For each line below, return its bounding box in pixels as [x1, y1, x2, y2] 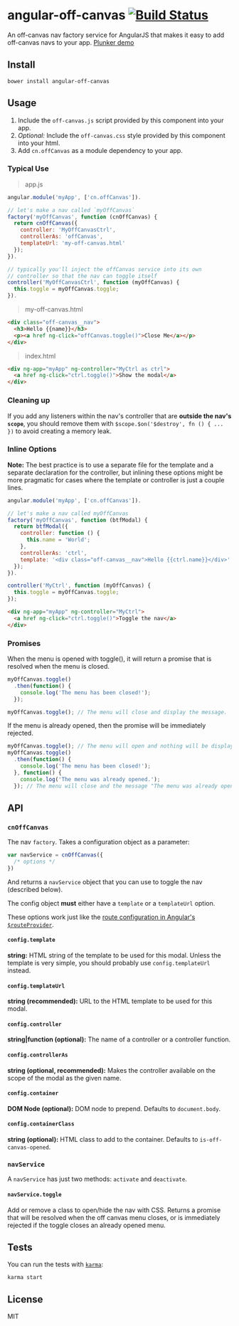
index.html [24, 351, 56, 360]
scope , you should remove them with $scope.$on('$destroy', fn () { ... [7, 419, 224, 428]
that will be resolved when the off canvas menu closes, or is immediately [7, 1213, 221, 1221]
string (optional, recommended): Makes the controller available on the [7, 1066, 216, 1074]
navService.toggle [7, 1191, 62, 1198]
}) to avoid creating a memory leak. [7, 427, 112, 435]
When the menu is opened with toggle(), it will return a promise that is [7, 654, 212, 663]
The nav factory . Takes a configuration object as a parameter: [7, 838, 190, 847]
